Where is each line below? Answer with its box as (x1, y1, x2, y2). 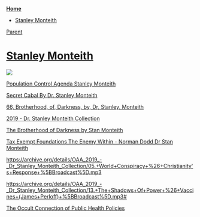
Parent (6, 28, 23, 35)
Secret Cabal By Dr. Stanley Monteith (6, 91, 98, 99)
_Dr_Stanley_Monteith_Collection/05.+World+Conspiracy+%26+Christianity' (6, 162, 193, 169)
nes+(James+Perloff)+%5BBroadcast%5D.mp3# (6, 192, 127, 200)
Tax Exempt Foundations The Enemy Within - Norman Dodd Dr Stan (6, 137, 174, 145)
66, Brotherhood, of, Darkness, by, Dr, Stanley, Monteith (6, 103, 144, 110)
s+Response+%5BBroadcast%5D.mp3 (6, 169, 102, 176)
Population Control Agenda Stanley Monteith (6, 80, 116, 87)
